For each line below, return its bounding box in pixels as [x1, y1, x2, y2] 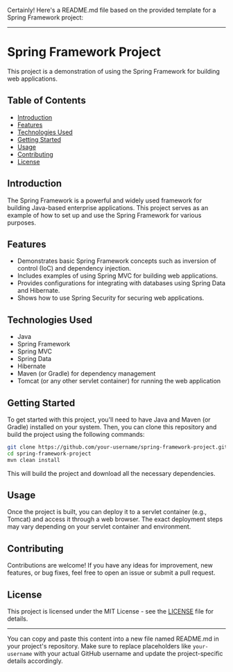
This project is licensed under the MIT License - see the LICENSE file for [7, 607, 214, 616]
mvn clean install [7, 456, 60, 463]
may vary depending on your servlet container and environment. [7, 522, 191, 531]
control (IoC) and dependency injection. [17, 264, 132, 273]
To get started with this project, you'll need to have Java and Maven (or [7, 415, 211, 424]
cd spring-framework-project [7, 450, 92, 457]
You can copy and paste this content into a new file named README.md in [7, 634, 220, 643]
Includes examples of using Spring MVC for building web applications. [17, 271, 218, 280]
